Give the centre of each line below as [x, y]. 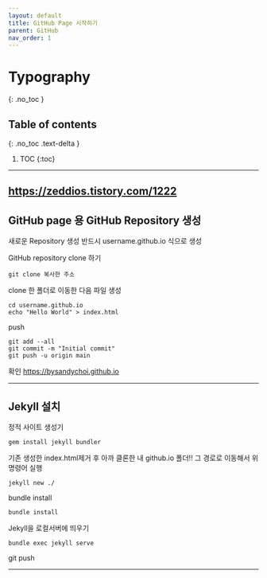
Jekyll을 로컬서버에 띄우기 [49, 528]
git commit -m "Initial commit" [62, 349]
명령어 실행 [25, 468]
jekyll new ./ [32, 483]
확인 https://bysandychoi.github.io [64, 372]
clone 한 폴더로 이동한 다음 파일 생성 [65, 291]
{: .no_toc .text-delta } [44, 143]
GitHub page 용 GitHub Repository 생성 [105, 220]
